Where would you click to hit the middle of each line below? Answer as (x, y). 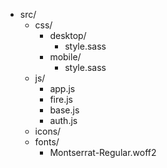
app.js (62, 88)
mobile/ (65, 57)
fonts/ (47, 142)
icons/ (48, 131)
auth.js (63, 120)
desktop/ (68, 35)
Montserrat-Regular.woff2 (103, 152)
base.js (64, 110)
